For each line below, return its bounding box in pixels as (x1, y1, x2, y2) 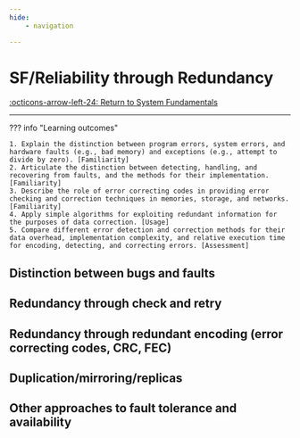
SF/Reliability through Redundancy (9, 68, 274, 87)
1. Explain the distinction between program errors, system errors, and (9, 140, 286, 149)
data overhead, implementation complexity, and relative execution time (9, 234, 286, 243)
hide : (9, 12, 29, 22)
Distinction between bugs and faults (9, 265, 216, 281)
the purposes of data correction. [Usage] (9, 218, 170, 227)
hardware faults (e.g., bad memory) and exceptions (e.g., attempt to (9, 148, 278, 157)
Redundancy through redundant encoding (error (9, 326, 284, 342)
